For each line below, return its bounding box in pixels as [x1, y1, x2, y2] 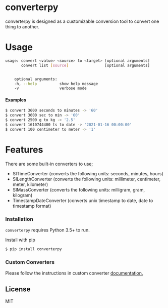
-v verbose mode [14, 86, 87, 91]
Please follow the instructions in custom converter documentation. [5, 270, 143, 276]
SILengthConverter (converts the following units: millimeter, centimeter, [12, 176, 161, 182]
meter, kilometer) [12, 181, 48, 187]
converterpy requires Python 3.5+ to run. [5, 227, 90, 233]
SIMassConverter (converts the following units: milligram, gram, [12, 186, 145, 192]
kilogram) [12, 192, 33, 198]
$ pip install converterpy [5, 247, 62, 252]
